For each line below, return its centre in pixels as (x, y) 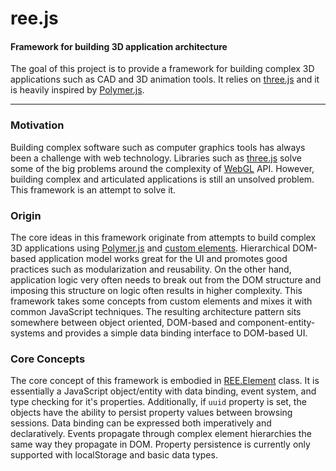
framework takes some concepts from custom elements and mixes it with (161, 301)
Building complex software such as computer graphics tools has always (158, 147)
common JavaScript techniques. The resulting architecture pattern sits (156, 311)
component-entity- (276, 322)
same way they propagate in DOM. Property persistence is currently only (160, 444)
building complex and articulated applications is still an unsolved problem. (162, 179)
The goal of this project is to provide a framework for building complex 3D (162, 69)
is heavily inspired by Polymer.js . (77, 90)
